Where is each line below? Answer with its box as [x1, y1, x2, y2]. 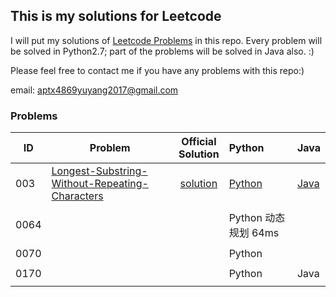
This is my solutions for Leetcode [10, 8, 222, 25]
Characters [51, 189, 104, 203]
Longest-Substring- [51, 164, 148, 178]
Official [181, 135, 217, 149]
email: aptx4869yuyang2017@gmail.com [10, 84, 179, 96]
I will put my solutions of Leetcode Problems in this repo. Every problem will [10, 34, 323, 46]
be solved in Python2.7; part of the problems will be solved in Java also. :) [10, 45, 315, 57]
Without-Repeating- [51, 177, 149, 191]
